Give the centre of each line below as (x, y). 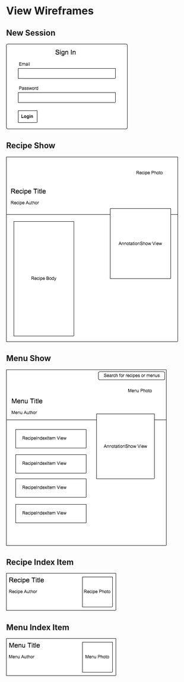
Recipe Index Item (40, 563)
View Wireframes (50, 11)
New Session (31, 33)
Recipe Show (31, 146)
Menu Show (29, 358)
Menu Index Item (38, 627)
